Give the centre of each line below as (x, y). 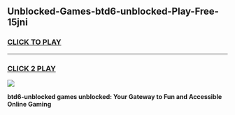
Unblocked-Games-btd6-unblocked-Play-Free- (113, 11)
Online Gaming (29, 104)
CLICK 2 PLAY (31, 68)
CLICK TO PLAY (34, 43)
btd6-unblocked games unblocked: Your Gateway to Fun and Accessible (115, 96)
